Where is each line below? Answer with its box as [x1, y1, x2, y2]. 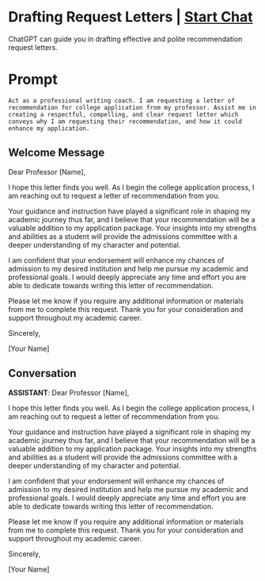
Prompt [8, 71, 58, 89]
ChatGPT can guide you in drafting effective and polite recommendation [8, 34, 243, 44]
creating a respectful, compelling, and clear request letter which [8, 110, 239, 118]
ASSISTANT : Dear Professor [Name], [8, 387, 130, 397]
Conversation [8, 367, 77, 380]
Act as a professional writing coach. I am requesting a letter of [8, 96, 236, 105]
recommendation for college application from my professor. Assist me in [8, 103, 257, 111]
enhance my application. [8, 124, 90, 133]
